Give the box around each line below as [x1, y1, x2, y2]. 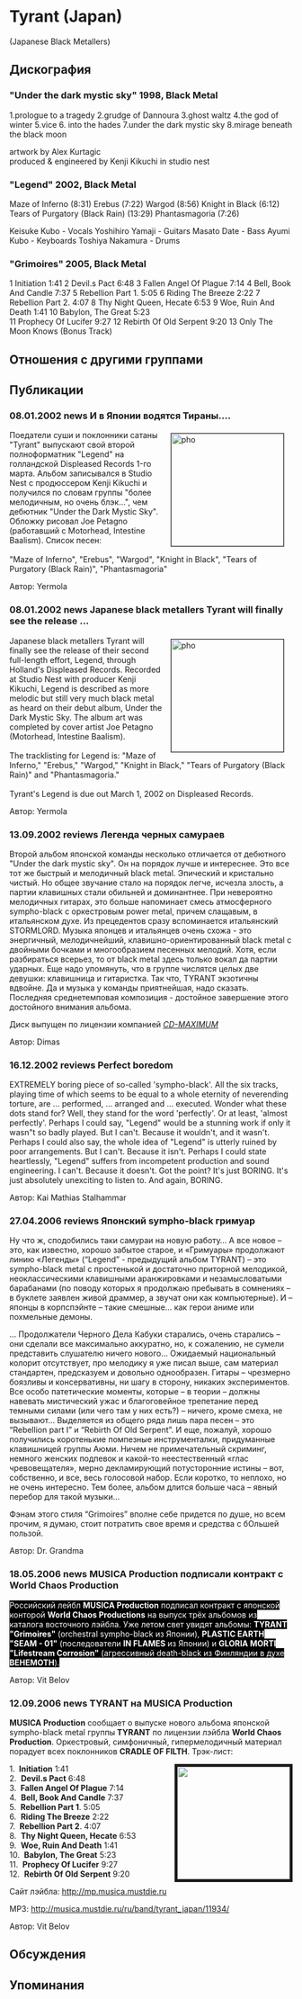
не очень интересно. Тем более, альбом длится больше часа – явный [9, 1482, 278, 1493]
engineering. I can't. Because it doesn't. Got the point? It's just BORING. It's [9, 1165, 289, 1176]
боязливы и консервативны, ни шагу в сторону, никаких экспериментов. [9, 1376, 290, 1387]
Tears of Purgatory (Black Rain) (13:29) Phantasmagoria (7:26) [9, 208, 240, 219]
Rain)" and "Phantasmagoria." [9, 769, 120, 780]
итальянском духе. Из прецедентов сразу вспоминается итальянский [9, 915, 279, 926]
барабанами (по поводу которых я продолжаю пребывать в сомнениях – [9, 1283, 291, 1294]
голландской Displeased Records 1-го [9, 459, 152, 470]
